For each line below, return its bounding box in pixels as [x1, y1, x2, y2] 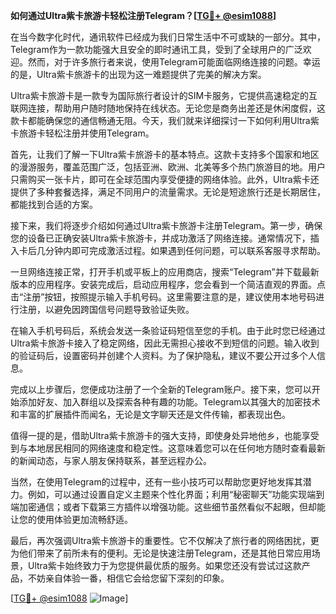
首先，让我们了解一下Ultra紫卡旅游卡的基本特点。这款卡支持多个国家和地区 [10, 149, 320, 160]
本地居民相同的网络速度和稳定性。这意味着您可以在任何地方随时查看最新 [27, 442, 326, 454]
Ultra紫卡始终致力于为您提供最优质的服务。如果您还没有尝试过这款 [27, 560, 302, 571]
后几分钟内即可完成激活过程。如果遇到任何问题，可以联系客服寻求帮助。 [27, 245, 326, 256]
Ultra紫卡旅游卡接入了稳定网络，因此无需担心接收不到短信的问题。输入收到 [10, 337, 320, 349]
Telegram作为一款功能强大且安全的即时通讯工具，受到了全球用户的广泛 [10, 44, 303, 55]
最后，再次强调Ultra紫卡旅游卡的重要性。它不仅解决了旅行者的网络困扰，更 [10, 535, 320, 546]
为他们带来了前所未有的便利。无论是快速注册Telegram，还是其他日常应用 [10, 547, 312, 559]
